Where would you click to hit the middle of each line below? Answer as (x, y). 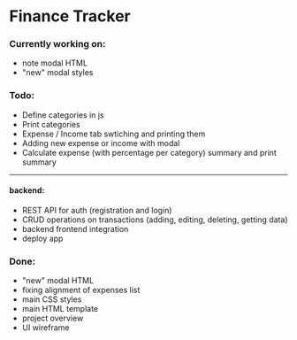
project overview (53, 318)
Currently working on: (57, 44)
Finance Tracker (70, 16)
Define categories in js (63, 115)
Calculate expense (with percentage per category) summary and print (149, 152)
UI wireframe (46, 328)
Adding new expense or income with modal (101, 143)
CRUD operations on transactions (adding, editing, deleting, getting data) (155, 220)
